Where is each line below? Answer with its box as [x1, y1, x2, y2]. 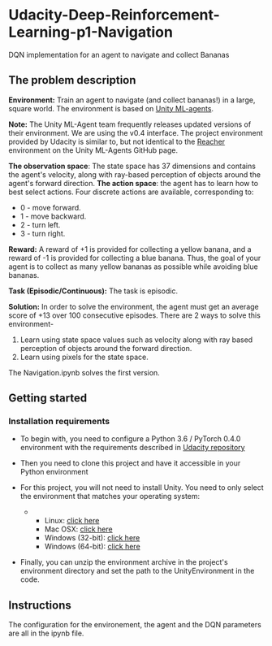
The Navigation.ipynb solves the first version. [8, 367, 160, 377]
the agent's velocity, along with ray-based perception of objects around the [8, 169, 261, 180]
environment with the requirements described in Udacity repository [19, 443, 245, 453]
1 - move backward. [19, 211, 87, 221]
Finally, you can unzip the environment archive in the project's [19, 557, 229, 567]
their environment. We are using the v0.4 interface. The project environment [8, 128, 264, 137]
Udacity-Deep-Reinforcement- [8, 6, 221, 24]
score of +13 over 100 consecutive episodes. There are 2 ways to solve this [8, 310, 261, 320]
